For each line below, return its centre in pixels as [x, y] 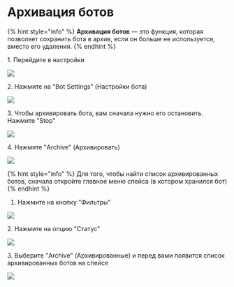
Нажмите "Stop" [31, 120]
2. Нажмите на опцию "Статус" [54, 228]
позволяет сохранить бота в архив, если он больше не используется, [111, 38]
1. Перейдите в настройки [46, 59]
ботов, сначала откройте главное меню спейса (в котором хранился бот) [117, 181]
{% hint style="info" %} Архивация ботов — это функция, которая [105, 31]
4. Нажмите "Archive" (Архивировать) [64, 147]
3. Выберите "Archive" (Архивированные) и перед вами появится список [116, 255]
